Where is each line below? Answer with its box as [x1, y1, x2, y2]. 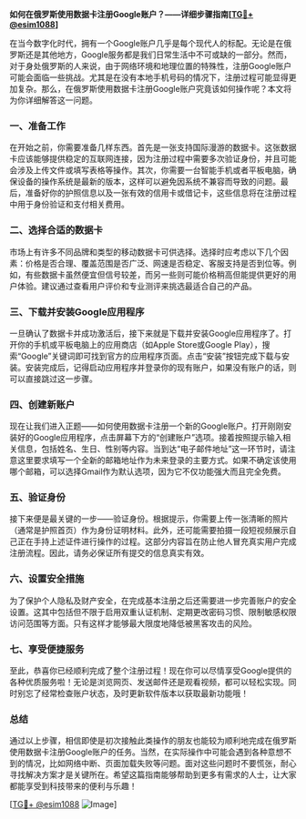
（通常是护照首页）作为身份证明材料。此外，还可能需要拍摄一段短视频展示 [9, 525, 289, 536]
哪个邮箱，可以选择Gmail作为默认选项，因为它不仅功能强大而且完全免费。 [9, 466, 287, 477]
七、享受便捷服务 [9, 642, 85, 655]
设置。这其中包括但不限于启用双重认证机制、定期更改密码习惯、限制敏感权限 [9, 606, 297, 617]
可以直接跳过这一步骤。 [9, 373, 97, 384]
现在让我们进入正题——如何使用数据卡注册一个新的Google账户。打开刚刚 [9, 420, 284, 431]
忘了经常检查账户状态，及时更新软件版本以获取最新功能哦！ [25, 688, 249, 699]
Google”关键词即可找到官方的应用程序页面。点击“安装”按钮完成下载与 [21, 350, 282, 361]
